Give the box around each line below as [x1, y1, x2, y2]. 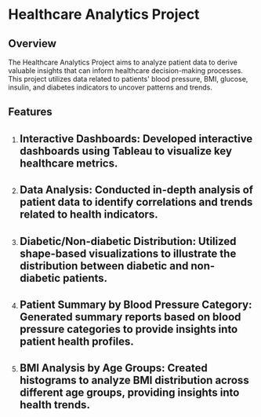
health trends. [19, 398, 90, 412]
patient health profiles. [19, 335, 135, 348]
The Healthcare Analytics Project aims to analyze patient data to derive [8, 57, 237, 67]
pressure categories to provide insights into [19, 322, 238, 335]
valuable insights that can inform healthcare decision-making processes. [8, 66, 243, 75]
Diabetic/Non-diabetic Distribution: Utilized [19, 234, 237, 248]
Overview [8, 37, 57, 50]
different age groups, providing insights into [19, 386, 240, 400]
